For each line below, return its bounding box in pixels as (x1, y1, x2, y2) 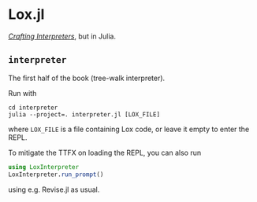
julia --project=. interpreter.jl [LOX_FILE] (8, 110, 160, 119)
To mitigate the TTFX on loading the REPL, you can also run (8, 148, 202, 157)
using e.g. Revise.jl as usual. (8, 185, 100, 194)
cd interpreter (8, 104, 58, 112)
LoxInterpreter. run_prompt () (8, 171, 104, 178)
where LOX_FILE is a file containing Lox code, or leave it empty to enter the (8, 124, 250, 134)
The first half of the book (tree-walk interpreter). (8, 73, 166, 83)
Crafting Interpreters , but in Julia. (8, 31, 117, 41)
